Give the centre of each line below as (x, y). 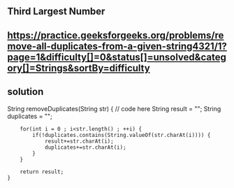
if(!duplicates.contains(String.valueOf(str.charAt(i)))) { (122, 135)
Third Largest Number (56, 12)
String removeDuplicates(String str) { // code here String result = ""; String (114, 108)
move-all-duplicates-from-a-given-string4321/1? (117, 46)
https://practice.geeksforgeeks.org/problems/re (116, 35)
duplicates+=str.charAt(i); (86, 147)
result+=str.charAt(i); (79, 141)
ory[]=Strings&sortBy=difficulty (79, 68)
